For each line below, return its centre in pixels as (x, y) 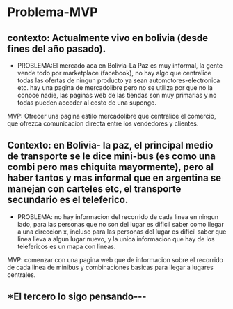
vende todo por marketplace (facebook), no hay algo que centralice (114, 73)
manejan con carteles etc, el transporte (94, 189)
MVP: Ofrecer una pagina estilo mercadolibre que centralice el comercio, (112, 116)
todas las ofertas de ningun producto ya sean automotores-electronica (119, 80)
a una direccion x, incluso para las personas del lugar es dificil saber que (122, 232)
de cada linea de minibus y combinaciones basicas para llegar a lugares (110, 267)
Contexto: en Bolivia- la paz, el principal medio (110, 145)
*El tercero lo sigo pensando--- (77, 297)
